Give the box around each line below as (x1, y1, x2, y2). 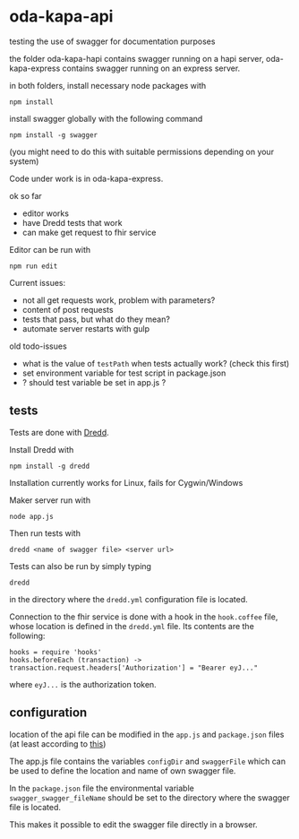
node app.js (9, 512, 54, 521)
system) (9, 155, 39, 167)
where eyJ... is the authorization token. (9, 679, 157, 689)
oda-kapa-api (9, 6, 114, 27)
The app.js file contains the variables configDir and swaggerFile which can (9, 756, 286, 766)
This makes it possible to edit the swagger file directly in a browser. (9, 818, 258, 830)
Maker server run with (9, 495, 91, 506)
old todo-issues (9, 341, 67, 351)
